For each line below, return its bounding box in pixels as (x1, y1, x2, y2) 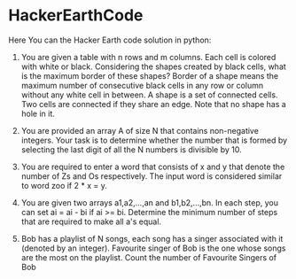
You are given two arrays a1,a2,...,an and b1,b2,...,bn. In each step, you (20, 197, 278, 208)
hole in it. (20, 108, 55, 119)
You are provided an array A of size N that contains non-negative (20, 125, 259, 136)
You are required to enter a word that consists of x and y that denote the (20, 161, 285, 172)
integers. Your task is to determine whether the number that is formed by (20, 135, 288, 145)
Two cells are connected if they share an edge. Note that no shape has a (20, 98, 287, 109)
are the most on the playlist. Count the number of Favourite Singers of (20, 252, 277, 262)
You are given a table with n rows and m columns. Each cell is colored (20, 51, 277, 62)
